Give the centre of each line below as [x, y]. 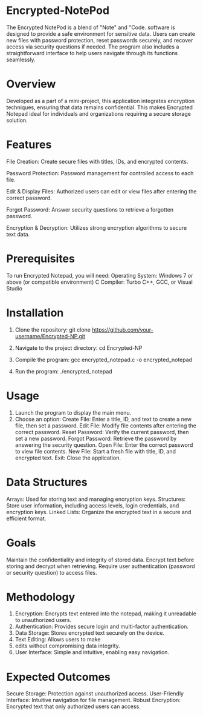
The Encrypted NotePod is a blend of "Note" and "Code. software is [91, 27]
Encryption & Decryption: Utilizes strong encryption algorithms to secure [97, 227]
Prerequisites [41, 259]
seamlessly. [21, 59]
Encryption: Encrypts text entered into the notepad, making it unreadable [105, 614]
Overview [31, 84]
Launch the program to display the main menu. [73, 412]
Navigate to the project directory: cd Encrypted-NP [79, 348]
